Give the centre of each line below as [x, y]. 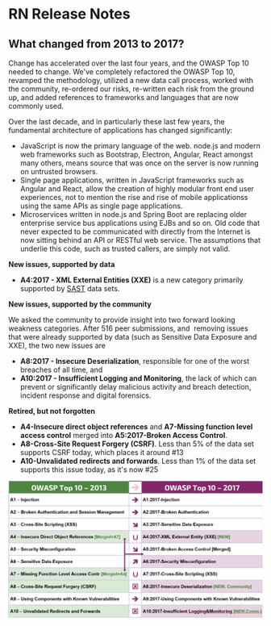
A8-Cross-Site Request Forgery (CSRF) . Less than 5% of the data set [137, 444]
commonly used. [36, 106]
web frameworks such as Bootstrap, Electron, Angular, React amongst [136, 154]
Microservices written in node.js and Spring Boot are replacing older [133, 214]
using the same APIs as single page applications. [101, 206]
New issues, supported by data [62, 264]
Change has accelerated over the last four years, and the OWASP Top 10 [129, 63]
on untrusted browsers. [59, 171]
